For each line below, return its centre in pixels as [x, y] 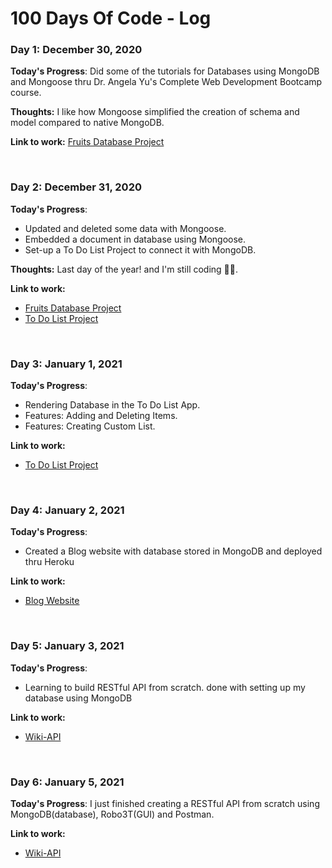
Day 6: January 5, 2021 [67, 782]
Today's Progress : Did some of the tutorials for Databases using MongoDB [165, 71]
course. [26, 93]
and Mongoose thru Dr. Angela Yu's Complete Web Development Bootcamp [166, 82]
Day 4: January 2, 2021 [67, 510]
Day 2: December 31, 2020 [76, 187]
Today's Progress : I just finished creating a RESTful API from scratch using [165, 803]
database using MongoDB [78, 698]
